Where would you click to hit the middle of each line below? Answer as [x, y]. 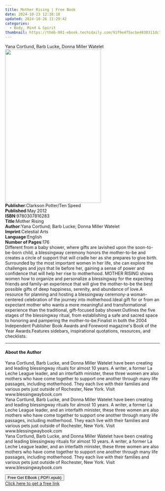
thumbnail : [16, 32]
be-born [14, 252]
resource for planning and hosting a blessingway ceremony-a [67, 294]
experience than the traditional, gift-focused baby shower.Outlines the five [80, 310]
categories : [17, 23]
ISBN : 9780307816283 [27, 216]
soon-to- [144, 247]
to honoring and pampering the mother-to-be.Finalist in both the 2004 [76, 321]
